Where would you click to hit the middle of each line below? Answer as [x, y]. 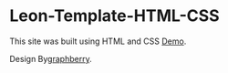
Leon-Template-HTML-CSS [115, 16]
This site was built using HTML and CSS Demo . [98, 41]
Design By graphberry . [51, 58]
